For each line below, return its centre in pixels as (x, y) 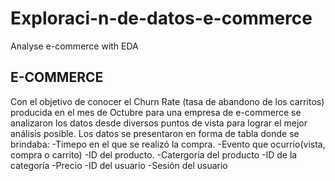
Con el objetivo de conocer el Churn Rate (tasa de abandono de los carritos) (167, 101)
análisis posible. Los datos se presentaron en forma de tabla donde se (155, 133)
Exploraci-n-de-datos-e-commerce (161, 18)
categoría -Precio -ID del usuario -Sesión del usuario (119, 165)
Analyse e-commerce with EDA (74, 46)
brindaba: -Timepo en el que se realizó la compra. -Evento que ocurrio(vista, (168, 144)
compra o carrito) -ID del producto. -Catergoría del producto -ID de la (154, 154)
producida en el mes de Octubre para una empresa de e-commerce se (156, 112)
